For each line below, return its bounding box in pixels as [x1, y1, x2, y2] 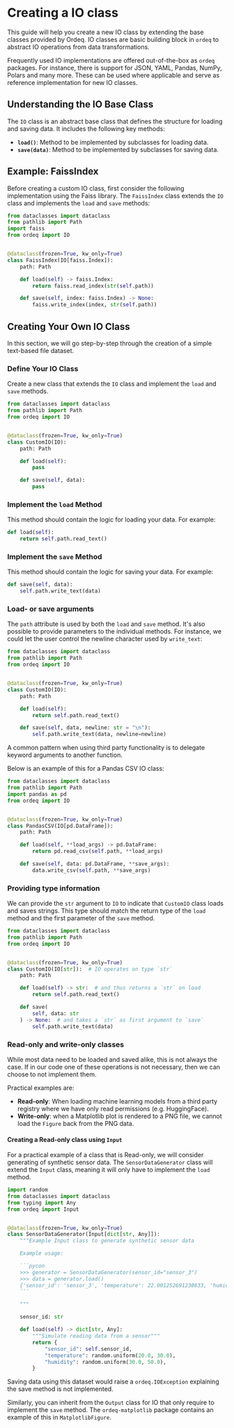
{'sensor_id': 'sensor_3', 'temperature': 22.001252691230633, [19, 1282, 208, 1289]
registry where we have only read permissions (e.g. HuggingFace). [17, 1104, 209, 1113]
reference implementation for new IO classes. [7, 78, 138, 86]
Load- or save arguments [7, 604, 95, 614]
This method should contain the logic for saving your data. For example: [7, 567, 214, 576]
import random [7, 1186, 49, 1193]
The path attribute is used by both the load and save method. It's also [7, 620, 205, 628]
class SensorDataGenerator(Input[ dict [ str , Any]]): [7, 1231, 160, 1238]
